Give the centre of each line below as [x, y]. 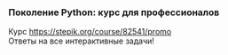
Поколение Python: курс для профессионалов [114, 12]
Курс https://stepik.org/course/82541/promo [90, 32]
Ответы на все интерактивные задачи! [81, 41]
